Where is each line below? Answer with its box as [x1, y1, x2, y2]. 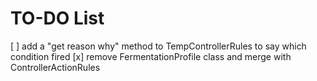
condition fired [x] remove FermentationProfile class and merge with [10, 50, 292, 62]
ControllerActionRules [10, 61, 101, 73]
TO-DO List [10, 7, 105, 30]
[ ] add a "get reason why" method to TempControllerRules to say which [10, 40, 307, 52]
